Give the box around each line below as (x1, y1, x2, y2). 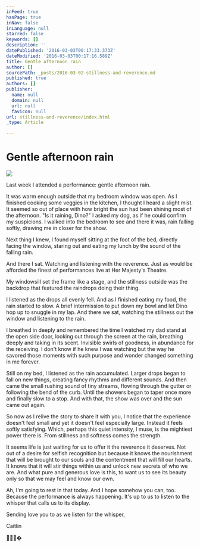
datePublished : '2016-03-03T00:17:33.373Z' (6, 48, 116, 54)
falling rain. (6, 248, 34, 256)
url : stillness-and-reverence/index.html (6, 114, 111, 120)
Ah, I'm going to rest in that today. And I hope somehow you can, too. (6, 487, 176, 494)
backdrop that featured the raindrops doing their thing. (6, 284, 140, 292)
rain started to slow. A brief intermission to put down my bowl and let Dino (6, 302, 187, 310)
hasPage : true (6, 14, 42, 20)
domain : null (11, 97, 44, 103)
